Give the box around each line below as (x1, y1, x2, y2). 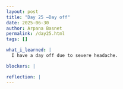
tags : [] (6, 36, 28, 42)
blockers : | (6, 63, 36, 69)
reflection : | (6, 74, 42, 80)
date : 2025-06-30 (6, 20, 49, 26)
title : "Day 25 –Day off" (6, 14, 70, 20)
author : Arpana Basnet (6, 25, 62, 31)
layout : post (6, 8, 39, 15)
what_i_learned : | (6, 47, 52, 53)
